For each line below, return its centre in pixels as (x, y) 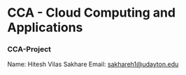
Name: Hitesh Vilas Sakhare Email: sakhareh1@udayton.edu (93, 65)
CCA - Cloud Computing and (92, 13)
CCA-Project (29, 49)
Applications (45, 27)
